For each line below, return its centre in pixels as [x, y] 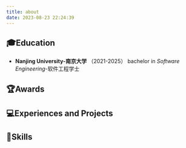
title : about [23, 12]
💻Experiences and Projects [60, 114]
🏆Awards [25, 89]
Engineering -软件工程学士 [47, 69]
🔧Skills [19, 137]
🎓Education [31, 43]
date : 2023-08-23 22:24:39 [40, 18]
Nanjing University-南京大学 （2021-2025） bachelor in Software [97, 61]
